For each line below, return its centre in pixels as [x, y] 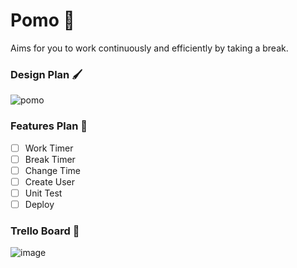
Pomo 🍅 [42, 20]
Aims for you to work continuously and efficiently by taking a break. [149, 48]
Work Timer [49, 148]
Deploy [39, 204]
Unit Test [43, 193]
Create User [49, 181]
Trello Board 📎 [45, 231]
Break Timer [50, 159]
